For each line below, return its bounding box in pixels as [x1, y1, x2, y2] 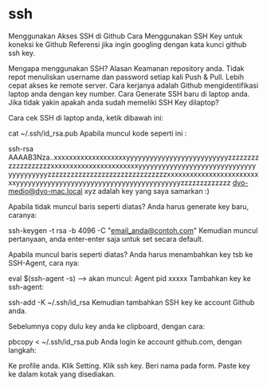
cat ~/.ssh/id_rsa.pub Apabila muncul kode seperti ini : [8, 128, 187, 138]
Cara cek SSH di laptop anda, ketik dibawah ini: [8, 113, 164, 122]
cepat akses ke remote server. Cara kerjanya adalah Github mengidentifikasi [8, 81, 259, 90]
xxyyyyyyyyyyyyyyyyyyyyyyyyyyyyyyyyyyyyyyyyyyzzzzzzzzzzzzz [8, 177, 231, 188]
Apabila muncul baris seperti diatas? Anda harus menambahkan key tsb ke [8, 249, 253, 259]
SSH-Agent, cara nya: [8, 258, 80, 267]
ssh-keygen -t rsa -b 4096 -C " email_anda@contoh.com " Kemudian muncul [8, 225, 258, 235]
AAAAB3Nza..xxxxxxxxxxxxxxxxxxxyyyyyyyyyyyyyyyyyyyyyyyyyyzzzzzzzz [8, 152, 259, 162]
